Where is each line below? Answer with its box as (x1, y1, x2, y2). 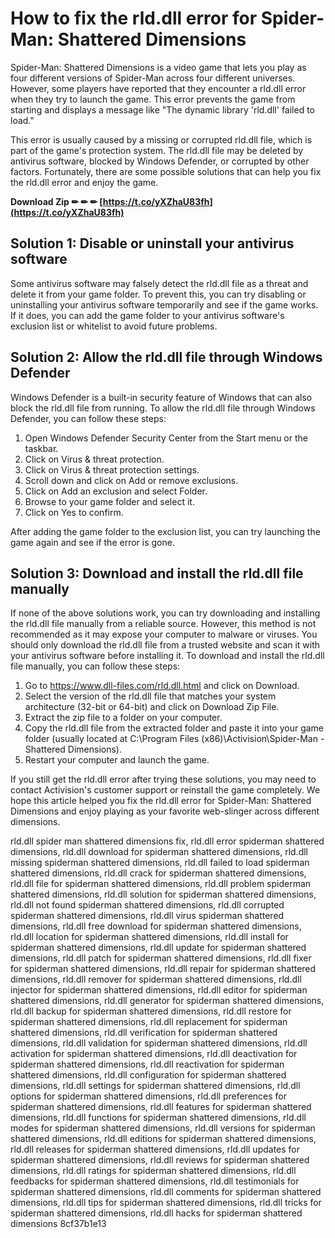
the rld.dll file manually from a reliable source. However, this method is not (10, 618, 317, 630)
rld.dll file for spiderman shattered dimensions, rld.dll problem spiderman (10, 878, 312, 890)
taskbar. (24, 442, 59, 454)
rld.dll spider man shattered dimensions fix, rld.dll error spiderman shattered (10, 835, 325, 847)
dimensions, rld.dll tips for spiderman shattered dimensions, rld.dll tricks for (10, 1197, 322, 1209)
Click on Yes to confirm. (24, 506, 124, 518)
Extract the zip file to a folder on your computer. (24, 712, 223, 724)
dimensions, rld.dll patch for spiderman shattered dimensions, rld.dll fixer (10, 952, 312, 964)
